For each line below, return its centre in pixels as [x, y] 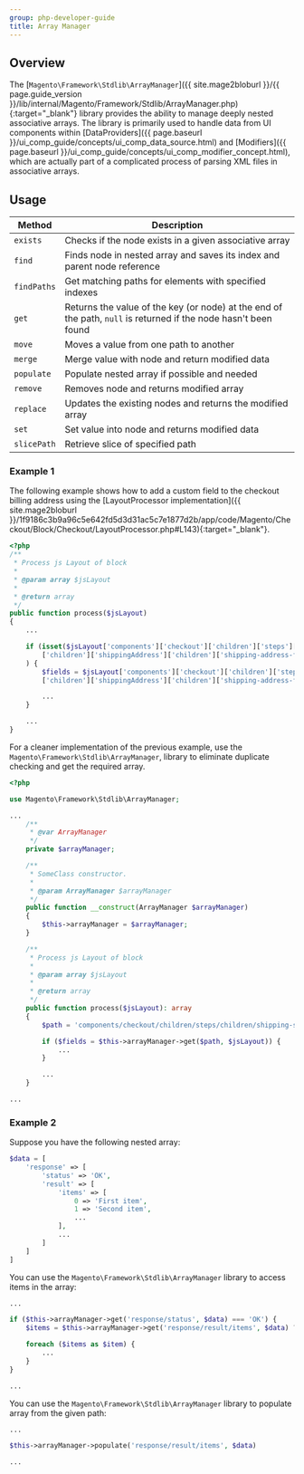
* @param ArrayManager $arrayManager [100, 891]
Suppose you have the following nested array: [95, 1143]
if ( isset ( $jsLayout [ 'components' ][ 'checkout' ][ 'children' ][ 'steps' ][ [161, 647]
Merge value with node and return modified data [167, 359]
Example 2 [33, 1122]
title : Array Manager [50, 26]
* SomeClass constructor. [78, 874]
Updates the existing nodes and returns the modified [176, 404]
